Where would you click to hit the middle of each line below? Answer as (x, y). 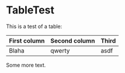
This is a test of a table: (34, 26)
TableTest (30, 10)
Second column (73, 40)
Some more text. (26, 65)
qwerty (60, 50)
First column (27, 40)
